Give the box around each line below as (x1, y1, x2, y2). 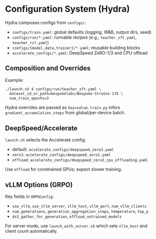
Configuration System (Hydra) (5, 3, 130, 15)
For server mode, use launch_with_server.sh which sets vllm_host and (5, 223, 148, 229)
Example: (5, 77, 24, 83)
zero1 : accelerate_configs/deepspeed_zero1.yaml (12, 152, 111, 158)
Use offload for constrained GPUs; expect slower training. (5, 167, 122, 172)
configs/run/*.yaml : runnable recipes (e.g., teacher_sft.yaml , (12, 34, 137, 40)
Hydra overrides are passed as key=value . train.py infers (5, 104, 120, 111)
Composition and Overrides (5, 64, 91, 72)
